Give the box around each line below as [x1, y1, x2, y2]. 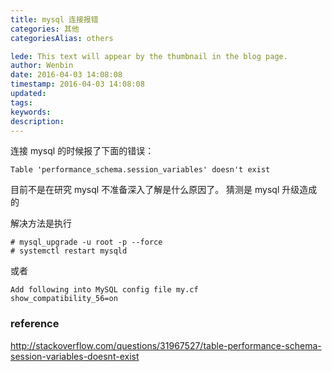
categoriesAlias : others [10, 33, 114, 43]
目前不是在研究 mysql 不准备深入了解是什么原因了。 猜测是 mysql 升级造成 [10, 184, 318, 196]
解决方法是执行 [10, 217, 72, 230]
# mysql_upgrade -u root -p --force [10, 237, 163, 248]
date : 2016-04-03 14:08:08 [10, 70, 123, 80]
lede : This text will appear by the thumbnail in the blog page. [10, 51, 288, 61]
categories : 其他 [10, 24, 80, 34]
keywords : [10, 107, 52, 117]
